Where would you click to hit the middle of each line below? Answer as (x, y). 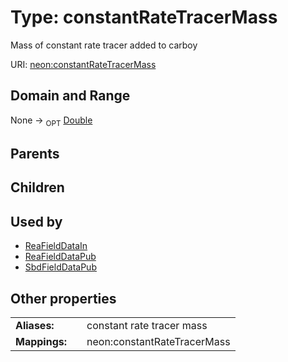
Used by (36, 221)
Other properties (63, 298)
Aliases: (35, 325)
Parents (35, 153)
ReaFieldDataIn (56, 246)
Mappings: (41, 341)
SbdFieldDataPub (60, 267)
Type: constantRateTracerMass (144, 17)
